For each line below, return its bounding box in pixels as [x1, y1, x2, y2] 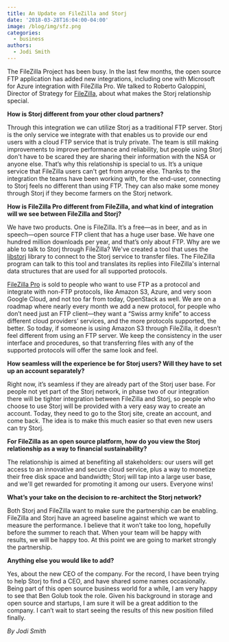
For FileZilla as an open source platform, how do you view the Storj [7, 437, 201, 445]
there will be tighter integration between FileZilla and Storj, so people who [7, 394, 216, 403]
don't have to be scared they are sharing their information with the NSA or [7, 152, 216, 160]
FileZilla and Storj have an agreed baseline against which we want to [7, 513, 201, 522]
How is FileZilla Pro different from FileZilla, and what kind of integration [7, 202, 214, 211]
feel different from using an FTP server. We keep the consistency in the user [7, 331, 223, 339]
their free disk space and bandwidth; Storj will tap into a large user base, [7, 472, 213, 480]
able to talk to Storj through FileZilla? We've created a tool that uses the [7, 245, 209, 253]
